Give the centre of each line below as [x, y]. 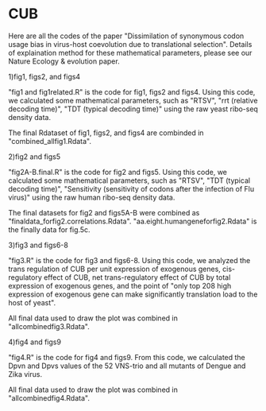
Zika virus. [25, 374]
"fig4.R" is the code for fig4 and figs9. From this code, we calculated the [127, 357]
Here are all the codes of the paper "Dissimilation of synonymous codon [126, 36]
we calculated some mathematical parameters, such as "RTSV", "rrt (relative [133, 100]
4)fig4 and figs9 [35, 342]
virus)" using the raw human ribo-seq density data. [92, 197]
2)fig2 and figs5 [35, 157]
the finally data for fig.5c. [49, 229]
